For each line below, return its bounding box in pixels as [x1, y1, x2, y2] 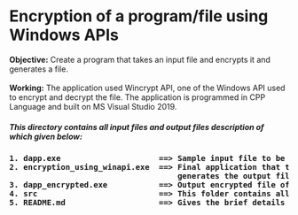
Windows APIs [9, 25, 120, 45]
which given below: [9, 131, 82, 142]
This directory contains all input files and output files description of [9, 121, 264, 132]
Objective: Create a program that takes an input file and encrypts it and [9, 54, 271, 65]
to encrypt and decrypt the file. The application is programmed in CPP [9, 91, 266, 103]
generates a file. [9, 64, 69, 74]
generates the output [176, 171, 272, 180]
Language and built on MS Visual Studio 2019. [9, 101, 177, 111]
